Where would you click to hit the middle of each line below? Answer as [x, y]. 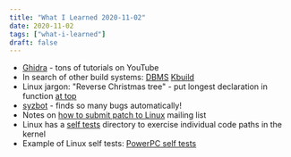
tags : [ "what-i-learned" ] [57, 34]
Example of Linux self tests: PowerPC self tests [109, 144]
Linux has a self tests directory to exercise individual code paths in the [152, 125]
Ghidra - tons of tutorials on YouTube [90, 68]
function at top [49, 96]
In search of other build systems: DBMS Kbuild [108, 78]
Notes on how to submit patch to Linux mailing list [114, 115]
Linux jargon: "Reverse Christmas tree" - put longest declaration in [145, 87]
